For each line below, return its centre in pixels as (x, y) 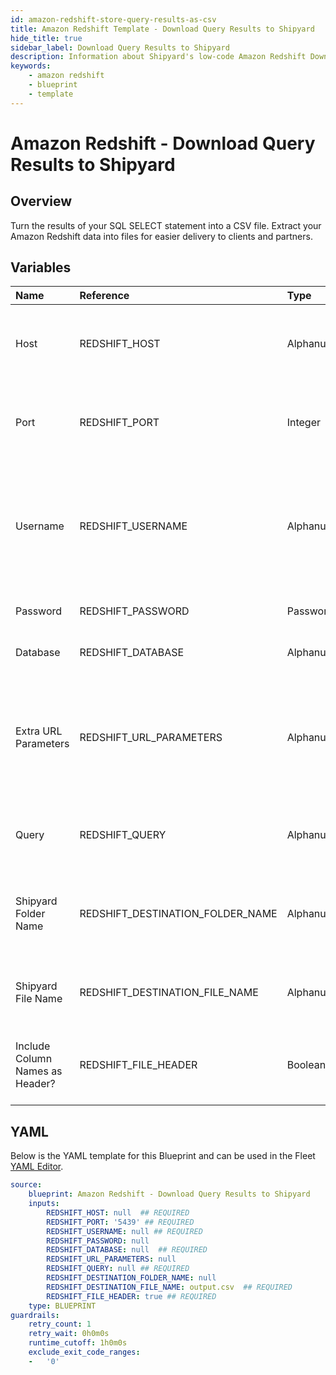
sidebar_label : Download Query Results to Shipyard (120, 47)
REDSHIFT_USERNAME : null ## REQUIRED (124, 1231)
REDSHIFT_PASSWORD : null (98, 1241)
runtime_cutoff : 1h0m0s (78, 1343)
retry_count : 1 (60, 1324)
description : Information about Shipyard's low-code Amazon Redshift (158, 57)
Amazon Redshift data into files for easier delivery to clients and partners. (161, 236)
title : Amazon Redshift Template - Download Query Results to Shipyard (162, 29)
